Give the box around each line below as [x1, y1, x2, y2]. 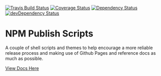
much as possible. [5, 55, 44, 61]
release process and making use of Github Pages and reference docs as [5, 50, 156, 56]
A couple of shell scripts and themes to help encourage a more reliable [5, 45, 153, 51]
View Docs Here [5, 65, 39, 71]
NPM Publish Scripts [5, 28, 94, 40]
